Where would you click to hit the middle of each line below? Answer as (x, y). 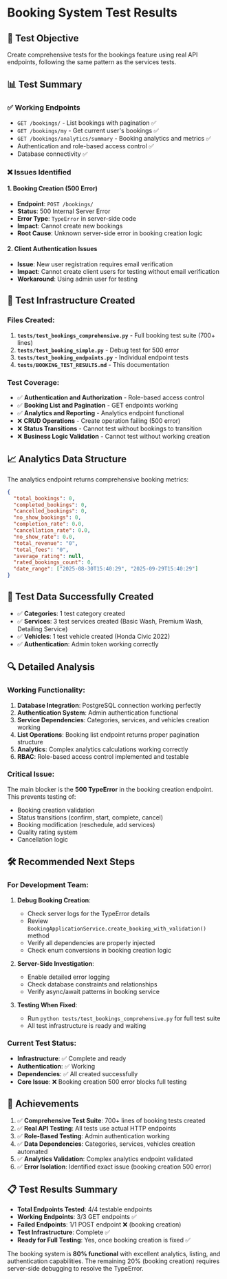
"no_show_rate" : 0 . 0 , (44, 537)
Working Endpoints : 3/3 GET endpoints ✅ (77, 1217)
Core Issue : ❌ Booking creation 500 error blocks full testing (102, 1082)
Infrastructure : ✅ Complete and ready (72, 1058)
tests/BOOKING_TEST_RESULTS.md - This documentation (93, 364)
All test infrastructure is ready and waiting (87, 1025)
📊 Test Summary (45, 85)
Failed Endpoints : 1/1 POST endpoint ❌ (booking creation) (99, 1225)
